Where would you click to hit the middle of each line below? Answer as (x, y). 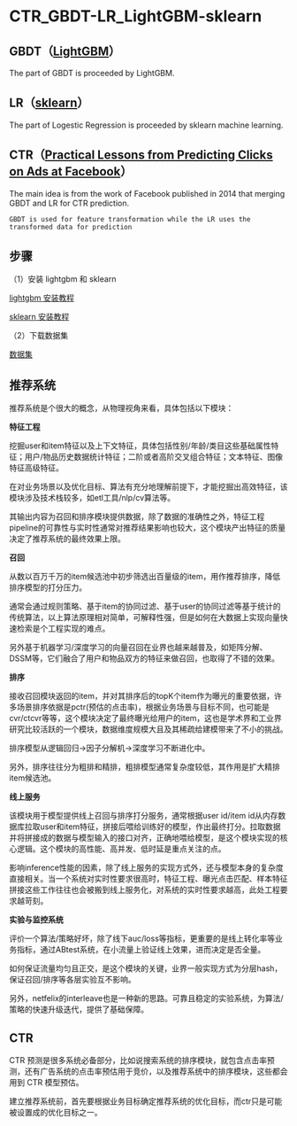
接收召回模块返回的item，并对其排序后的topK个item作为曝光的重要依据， (142, 696)
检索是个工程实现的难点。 (63, 629)
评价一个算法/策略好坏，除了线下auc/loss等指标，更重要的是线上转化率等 (142, 939)
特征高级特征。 (36, 468)
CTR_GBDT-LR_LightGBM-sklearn (136, 16)
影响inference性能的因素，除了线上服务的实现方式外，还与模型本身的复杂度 (147, 868)
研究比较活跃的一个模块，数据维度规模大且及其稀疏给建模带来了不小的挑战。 (148, 729)
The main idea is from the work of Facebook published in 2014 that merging (147, 193)
